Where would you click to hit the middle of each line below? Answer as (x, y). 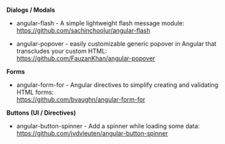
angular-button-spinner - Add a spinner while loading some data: (108, 126)
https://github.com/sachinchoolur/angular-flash (83, 31)
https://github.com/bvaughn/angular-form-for (81, 99)
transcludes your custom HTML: (62, 51)
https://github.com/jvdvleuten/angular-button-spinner (92, 133)
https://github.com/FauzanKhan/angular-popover (85, 58)
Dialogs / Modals (31, 10)
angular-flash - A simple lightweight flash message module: (100, 23)
